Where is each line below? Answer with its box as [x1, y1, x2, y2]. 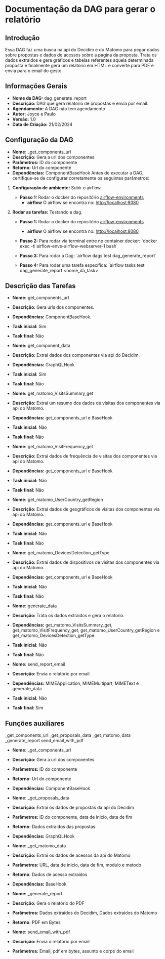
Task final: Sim [12, 705, 43, 711]
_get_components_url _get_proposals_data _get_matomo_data [5, 732, 131, 738]
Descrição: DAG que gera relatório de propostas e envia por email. [12, 100, 149, 106]
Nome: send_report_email [12, 661, 65, 667]
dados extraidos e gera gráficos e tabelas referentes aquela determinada [5, 57, 154, 63]
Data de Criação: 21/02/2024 [12, 121, 73, 127]
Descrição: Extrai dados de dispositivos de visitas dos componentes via [12, 559, 160, 565]
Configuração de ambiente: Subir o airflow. [12, 184, 102, 191]
